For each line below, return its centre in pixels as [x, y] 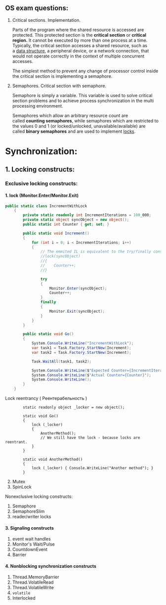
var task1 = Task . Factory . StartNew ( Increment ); [82, 348]
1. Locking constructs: [40, 170]
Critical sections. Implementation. [46, 20]
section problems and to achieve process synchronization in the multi [83, 101]
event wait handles [31, 539]
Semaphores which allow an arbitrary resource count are [70, 115]
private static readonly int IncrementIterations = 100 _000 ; [87, 215]
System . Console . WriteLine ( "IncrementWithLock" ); [83, 343]
